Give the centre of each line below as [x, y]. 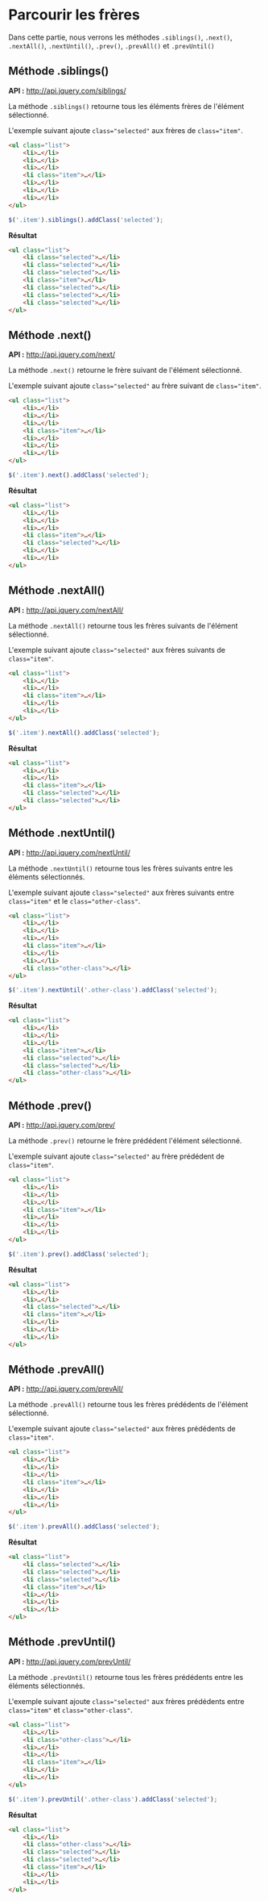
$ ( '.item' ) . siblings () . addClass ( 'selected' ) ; [86, 219]
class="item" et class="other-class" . [70, 1710]
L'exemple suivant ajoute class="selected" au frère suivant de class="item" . [135, 386]
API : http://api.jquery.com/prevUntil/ [70, 1661]
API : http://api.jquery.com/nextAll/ [66, 610]
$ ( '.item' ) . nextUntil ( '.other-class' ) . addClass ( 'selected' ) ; [113, 990]
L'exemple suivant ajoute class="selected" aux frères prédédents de [122, 1429]
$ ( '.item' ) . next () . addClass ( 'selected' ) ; [79, 475]
